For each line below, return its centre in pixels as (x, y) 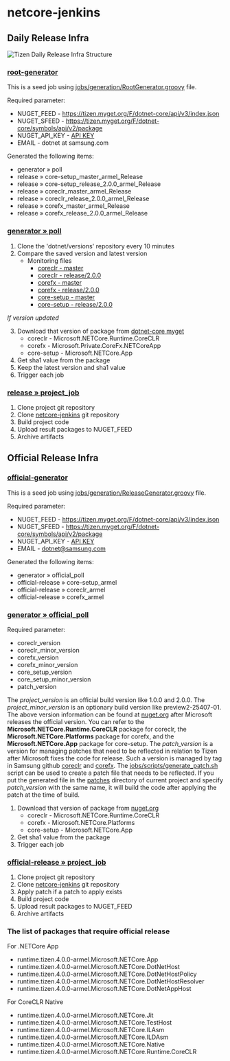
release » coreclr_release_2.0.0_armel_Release (83, 199)
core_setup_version (44, 672)
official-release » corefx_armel (60, 597)
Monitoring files (49, 260)
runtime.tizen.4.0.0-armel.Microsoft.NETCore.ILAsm (91, 1030)
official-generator (38, 478)
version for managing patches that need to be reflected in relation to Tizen (112, 751)
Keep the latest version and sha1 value (71, 367)
